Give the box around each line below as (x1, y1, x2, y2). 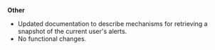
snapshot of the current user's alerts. (17, 27, 127, 35)
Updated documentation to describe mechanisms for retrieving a (17, 20, 208, 27)
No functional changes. (17, 35, 87, 43)
